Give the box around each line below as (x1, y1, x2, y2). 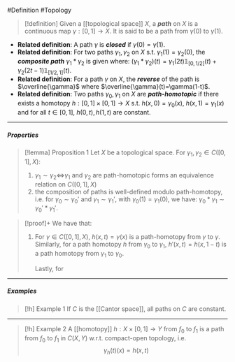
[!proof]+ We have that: (24, 219, 92, 228)
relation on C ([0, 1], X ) (34, 180, 97, 188)
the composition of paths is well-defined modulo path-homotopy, (34, 187, 223, 196)
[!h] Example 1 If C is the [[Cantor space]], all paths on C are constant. (24, 304, 227, 313)
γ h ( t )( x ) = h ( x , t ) (104, 346, 149, 356)
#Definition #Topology (7, 6, 72, 14)
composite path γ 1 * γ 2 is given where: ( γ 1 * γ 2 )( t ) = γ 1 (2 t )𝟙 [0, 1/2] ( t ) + (17, 57, 217, 67)
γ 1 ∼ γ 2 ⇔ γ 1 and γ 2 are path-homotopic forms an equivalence (34, 171, 215, 181)
